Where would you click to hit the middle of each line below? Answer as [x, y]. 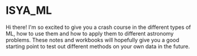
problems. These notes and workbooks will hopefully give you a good [92, 40]
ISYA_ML [29, 11]
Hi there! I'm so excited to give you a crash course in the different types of [98, 27]
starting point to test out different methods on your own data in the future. [98, 46]
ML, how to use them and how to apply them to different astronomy [90, 33]
